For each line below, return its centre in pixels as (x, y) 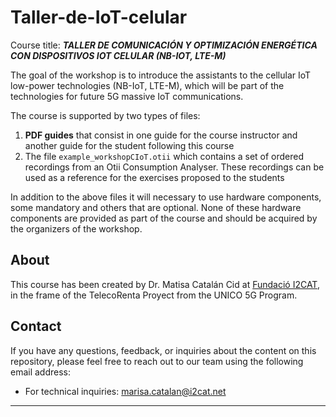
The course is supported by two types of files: (105, 115)
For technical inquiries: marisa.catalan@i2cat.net (125, 391)
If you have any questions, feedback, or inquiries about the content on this (163, 350)
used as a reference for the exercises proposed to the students (154, 177)
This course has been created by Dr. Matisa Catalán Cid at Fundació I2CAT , (165, 284)
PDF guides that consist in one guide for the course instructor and (161, 135)
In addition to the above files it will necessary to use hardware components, (166, 197)
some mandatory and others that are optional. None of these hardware (156, 207)
